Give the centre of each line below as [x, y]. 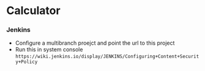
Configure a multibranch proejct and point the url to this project [95, 43]
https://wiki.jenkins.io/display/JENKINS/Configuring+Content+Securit [107, 57]
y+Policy [26, 62]
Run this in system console [49, 50]
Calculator [33, 11]
